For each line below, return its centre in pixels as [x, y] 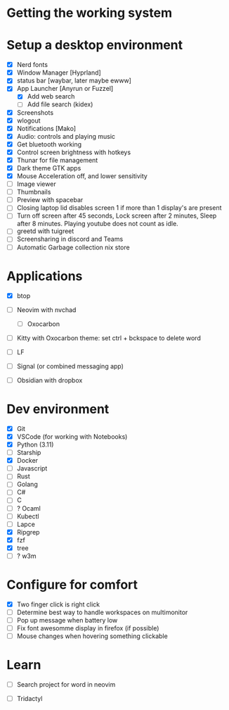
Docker [27, 461]
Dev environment [58, 409]
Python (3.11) [35, 444]
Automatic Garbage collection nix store [73, 247]
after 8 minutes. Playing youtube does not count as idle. [97, 224]
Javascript [32, 468]
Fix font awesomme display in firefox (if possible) [88, 628]
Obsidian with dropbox [50, 380]
